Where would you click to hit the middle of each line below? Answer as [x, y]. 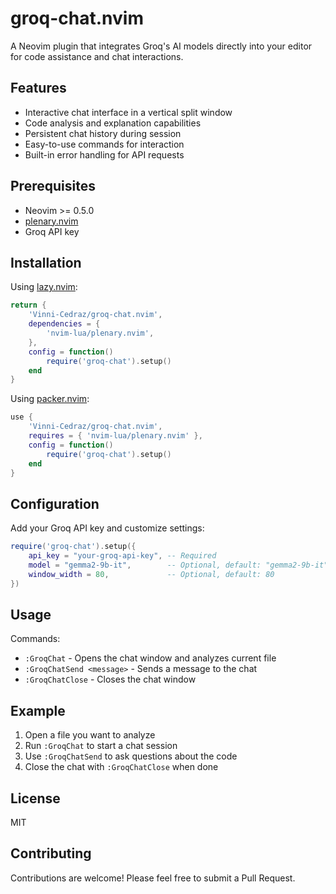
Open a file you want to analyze [90, 735]
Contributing [51, 853]
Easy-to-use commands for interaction [104, 144]
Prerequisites [53, 186]
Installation [46, 262]
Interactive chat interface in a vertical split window [128, 112]
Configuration [55, 503]
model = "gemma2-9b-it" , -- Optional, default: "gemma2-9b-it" [178, 565]
